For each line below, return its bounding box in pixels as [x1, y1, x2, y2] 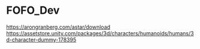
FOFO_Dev [6, 4, 60, 17]
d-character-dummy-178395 [6, 36, 77, 43]
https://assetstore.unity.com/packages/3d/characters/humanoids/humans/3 [6, 29, 194, 36]
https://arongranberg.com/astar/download [6, 23, 111, 30]
